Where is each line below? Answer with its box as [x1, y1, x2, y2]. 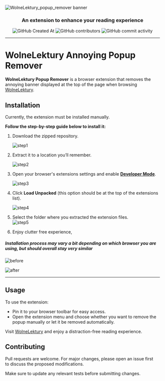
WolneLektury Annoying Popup [5, 50, 136, 61]
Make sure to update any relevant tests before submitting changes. [5, 370, 141, 376]
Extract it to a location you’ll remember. [12, 152, 92, 158]
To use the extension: [5, 299, 49, 305]
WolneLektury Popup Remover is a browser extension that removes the [5, 76, 151, 82]
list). [12, 195, 21, 201]
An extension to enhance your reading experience [21, 17, 144, 24]
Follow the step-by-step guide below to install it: [5, 124, 106, 129]
